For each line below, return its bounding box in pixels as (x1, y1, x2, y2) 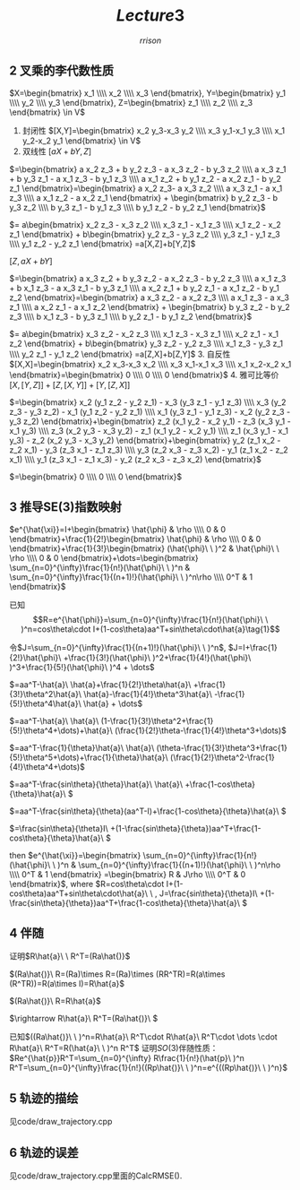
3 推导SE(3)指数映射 (9, 499, 123, 515)
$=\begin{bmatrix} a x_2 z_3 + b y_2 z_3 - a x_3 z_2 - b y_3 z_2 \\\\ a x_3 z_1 (9, 163, 287, 175)
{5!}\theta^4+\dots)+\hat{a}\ (9, 725, 114, 736)
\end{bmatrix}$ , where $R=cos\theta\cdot (9, 878, 165, 889)
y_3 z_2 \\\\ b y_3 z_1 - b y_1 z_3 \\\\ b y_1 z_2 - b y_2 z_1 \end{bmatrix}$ (9, 202, 266, 212)
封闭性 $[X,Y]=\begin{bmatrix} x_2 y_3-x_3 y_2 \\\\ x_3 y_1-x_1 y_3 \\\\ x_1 (21, 125, 285, 135)
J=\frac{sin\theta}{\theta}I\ (159, 888, 258, 899)
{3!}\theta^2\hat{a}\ (9, 688, 82, 699)
